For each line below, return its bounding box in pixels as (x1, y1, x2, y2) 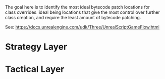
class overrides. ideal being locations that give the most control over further (5, 9, 160, 15)
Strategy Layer (5, 41, 67, 53)
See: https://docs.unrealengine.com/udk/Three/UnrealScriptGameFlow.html (5, 24, 160, 30)
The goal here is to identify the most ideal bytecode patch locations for (5, 4, 150, 10)
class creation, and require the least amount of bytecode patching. (5, 15, 141, 20)
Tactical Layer (5, 64, 64, 75)
